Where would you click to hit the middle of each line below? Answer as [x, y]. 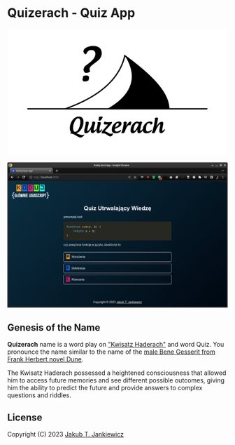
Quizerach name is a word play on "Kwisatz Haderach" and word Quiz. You [116, 345]
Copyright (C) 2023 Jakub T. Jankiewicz [66, 434]
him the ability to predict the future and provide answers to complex [105, 388]
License [25, 417]
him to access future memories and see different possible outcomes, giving [116, 380]
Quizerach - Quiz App [71, 13]
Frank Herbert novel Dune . [45, 359]
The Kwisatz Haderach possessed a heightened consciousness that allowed [117, 373]
